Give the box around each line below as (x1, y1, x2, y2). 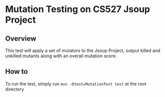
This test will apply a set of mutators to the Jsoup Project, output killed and (5, 48, 160, 53)
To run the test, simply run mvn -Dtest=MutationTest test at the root (5, 80, 147, 86)
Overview (5, 34, 37, 43)
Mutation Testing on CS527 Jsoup (5, 4, 150, 15)
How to (5, 67, 28, 76)
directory (5, 86, 24, 92)
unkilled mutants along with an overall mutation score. (5, 53, 117, 59)
